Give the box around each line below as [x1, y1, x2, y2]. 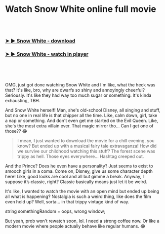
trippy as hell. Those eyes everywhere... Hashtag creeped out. [17, 154, 144, 159]
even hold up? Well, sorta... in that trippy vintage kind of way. [5, 199, 129, 205]
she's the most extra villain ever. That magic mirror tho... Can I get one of [5, 123, 154, 129]
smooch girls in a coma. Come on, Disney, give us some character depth [5, 168, 153, 174]
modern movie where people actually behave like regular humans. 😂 [5, 223, 146, 229]
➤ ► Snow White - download [5, 37, 76, 44]
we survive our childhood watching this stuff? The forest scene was [17, 148, 156, 154]
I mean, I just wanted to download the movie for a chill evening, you [17, 138, 155, 144]
